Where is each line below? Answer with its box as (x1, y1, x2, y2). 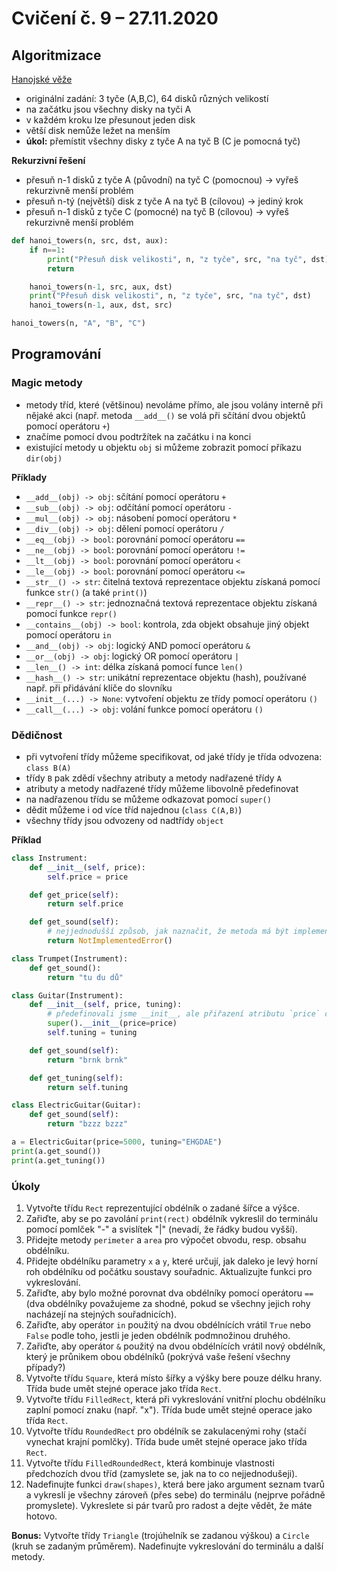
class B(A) (25, 763, 72, 773)
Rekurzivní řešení (11, 155, 86, 166)
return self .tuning (47, 1082, 129, 1092)
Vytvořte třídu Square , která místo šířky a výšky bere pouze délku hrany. (25, 1372, 323, 1384)
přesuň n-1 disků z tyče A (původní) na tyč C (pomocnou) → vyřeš (25, 174, 299, 186)
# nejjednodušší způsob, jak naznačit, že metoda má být (47, 927, 289, 937)
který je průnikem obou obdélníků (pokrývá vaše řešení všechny (25, 1351, 291, 1363)
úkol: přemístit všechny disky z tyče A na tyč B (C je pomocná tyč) (25, 135, 301, 147)
